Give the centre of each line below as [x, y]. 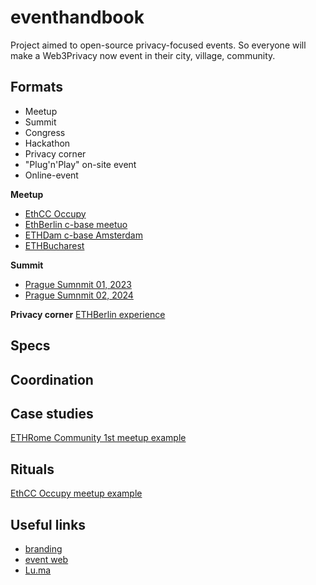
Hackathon [47, 143]
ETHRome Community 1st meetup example [98, 438]
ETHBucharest [54, 245]
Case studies [52, 413]
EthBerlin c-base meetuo [76, 224]
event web [46, 559]
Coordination [52, 379]
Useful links [48, 524]
